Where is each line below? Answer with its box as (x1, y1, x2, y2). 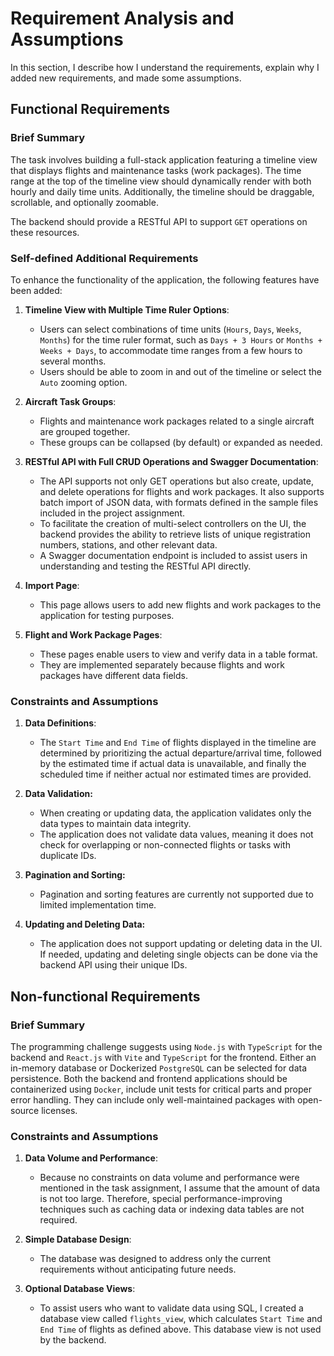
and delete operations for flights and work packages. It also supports (39, 485, 325, 497)
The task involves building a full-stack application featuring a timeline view (10, 153, 318, 166)
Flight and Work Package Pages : (24, 628, 163, 641)
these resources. (10, 226, 80, 238)
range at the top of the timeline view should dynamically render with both (10, 175, 312, 187)
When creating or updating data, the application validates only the (39, 807, 312, 819)
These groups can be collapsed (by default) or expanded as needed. (39, 436, 323, 448)
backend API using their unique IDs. (39, 959, 188, 971)
